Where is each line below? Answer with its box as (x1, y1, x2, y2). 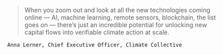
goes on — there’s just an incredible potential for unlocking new (24, 21, 208, 29)
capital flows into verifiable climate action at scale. (24, 28, 169, 36)
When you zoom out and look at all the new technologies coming (24, 6, 210, 14)
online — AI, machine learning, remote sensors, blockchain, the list (24, 13, 216, 22)
